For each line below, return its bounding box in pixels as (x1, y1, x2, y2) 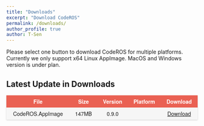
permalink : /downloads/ (6, 20, 67, 26)
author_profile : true (6, 26, 61, 32)
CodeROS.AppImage (13, 109, 63, 117)
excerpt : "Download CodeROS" (6, 15, 80, 21)
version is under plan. (6, 61, 61, 69)
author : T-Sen (6, 32, 42, 38)
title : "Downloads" (6, 9, 56, 15)
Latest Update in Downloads (6, 79, 115, 89)
